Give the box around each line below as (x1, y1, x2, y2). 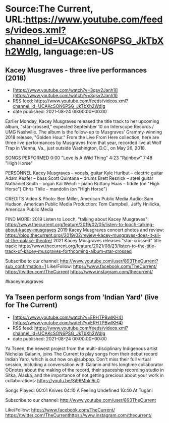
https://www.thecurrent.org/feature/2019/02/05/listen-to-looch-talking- (5, 222, 155, 227)
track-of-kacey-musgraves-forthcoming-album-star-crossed (5, 248, 132, 254)
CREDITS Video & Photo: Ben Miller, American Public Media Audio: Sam (5, 196, 154, 201)
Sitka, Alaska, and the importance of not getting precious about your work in (5, 372, 164, 378)
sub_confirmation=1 (5, 263, 46, 269)
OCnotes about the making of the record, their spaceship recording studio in (5, 367, 164, 373)
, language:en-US (38, 46, 114, 57)
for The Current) (5, 301, 58, 310)
